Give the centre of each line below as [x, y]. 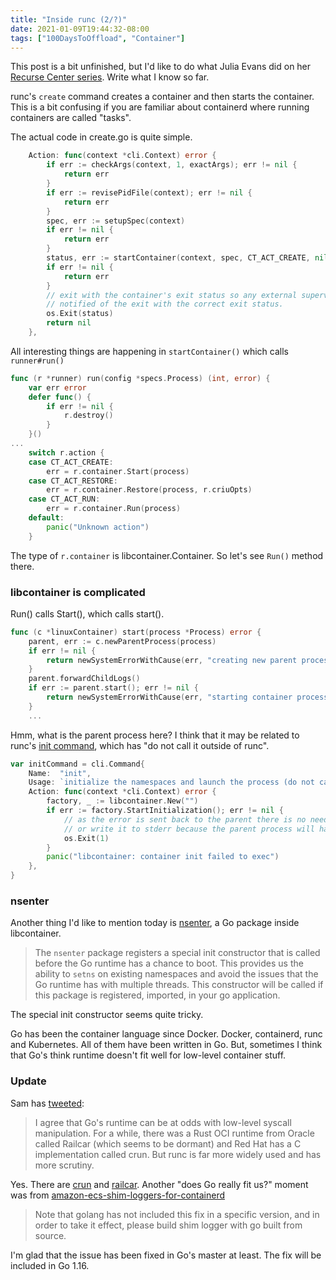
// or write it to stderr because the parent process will [189, 829]
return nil [69, 323]
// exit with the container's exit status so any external [172, 295]
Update [28, 1081]
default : [46, 518]
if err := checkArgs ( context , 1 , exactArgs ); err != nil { [172, 165]
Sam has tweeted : [47, 1103]
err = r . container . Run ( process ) [114, 509]
